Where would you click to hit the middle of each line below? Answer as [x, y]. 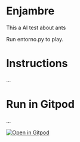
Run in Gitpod [40, 105]
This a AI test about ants [36, 28]
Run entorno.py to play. [35, 39]
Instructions [37, 64]
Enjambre [30, 11]
